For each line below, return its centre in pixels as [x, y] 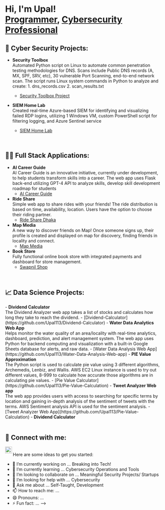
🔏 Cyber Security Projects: [47, 48]
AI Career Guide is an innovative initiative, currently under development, [85, 172]
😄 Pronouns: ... [28, 498]
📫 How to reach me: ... [36, 491]
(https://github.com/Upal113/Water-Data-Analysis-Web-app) [66, 354]
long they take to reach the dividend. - [44, 317]
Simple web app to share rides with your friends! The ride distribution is [85, 204]
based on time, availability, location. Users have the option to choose [82, 209]
